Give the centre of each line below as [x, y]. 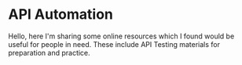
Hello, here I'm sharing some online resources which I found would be [121, 36]
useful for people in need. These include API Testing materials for [114, 44]
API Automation [61, 14]
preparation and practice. [49, 52]
